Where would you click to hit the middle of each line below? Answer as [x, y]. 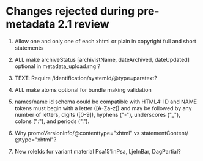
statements [29, 48]
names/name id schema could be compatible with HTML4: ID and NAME [105, 102]
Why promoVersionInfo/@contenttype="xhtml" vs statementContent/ [102, 133]
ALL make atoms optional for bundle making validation [83, 89]
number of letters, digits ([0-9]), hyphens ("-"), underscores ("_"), [98, 114]
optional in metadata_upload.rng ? [57, 66]
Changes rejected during [70, 11]
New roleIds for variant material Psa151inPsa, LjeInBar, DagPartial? [98, 151]
